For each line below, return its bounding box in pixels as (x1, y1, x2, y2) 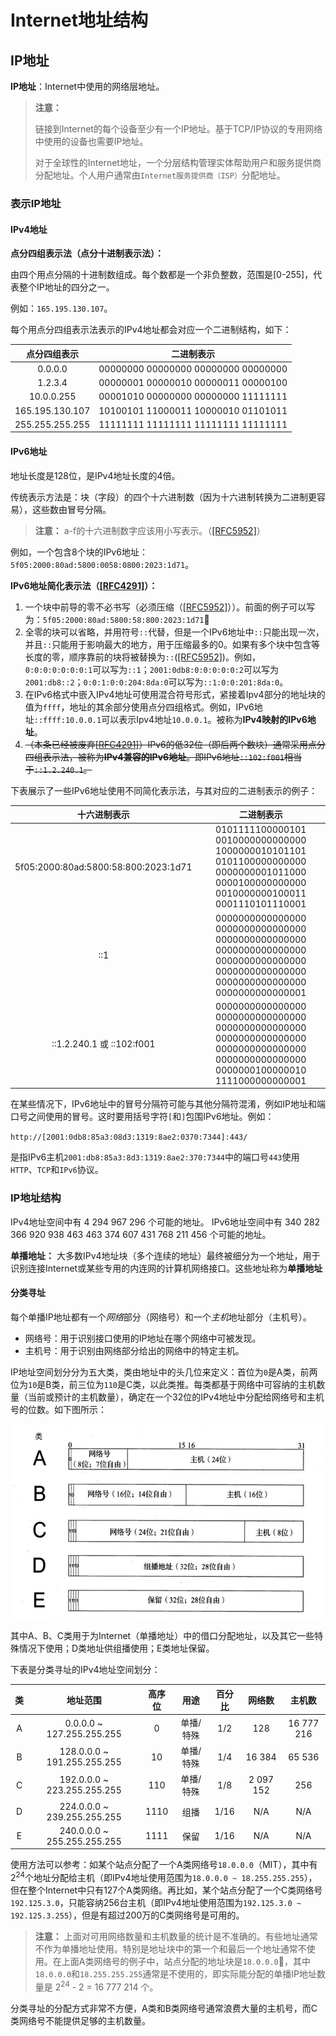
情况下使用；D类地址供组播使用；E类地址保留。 (18, 1642, 215, 1655)
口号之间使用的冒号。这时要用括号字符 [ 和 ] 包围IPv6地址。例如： (10, 1111, 275, 1123)
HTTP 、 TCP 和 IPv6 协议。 (10, 1164, 104, 1176)
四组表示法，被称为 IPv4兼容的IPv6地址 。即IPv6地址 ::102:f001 (24, 751, 285, 763)
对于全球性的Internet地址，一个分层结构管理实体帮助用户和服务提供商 (34, 157, 322, 168)
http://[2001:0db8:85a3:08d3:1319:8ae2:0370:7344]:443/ (10, 1132, 248, 1143)
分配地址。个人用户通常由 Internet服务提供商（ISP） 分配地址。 (34, 169, 286, 181)
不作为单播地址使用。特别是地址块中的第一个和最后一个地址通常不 (34, 1942, 307, 1955)
